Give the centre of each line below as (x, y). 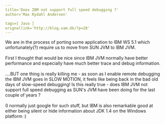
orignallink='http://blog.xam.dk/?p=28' (48, 28)
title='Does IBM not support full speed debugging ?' (62, 10)
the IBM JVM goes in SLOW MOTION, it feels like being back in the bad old (82, 79)
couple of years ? (23, 95)
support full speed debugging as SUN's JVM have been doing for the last (80, 90)
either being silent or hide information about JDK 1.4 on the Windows (76, 111)
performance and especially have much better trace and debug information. (83, 63)
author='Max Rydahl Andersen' (37, 14)
